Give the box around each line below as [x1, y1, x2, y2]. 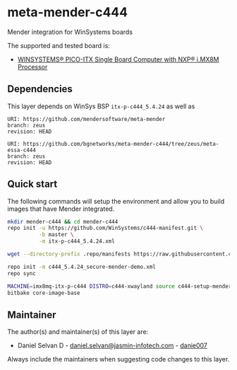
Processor [17, 62, 48, 71]
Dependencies [7, 83, 73, 96]
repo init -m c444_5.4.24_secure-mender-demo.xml [7, 263, 157, 270]
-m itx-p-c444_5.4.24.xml [38, 238, 115, 245]
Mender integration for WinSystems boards [7, 28, 133, 36]
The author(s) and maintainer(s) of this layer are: [7, 328, 149, 336]
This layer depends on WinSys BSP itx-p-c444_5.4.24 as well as [7, 102, 195, 110]
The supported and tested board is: [7, 41, 111, 50]
